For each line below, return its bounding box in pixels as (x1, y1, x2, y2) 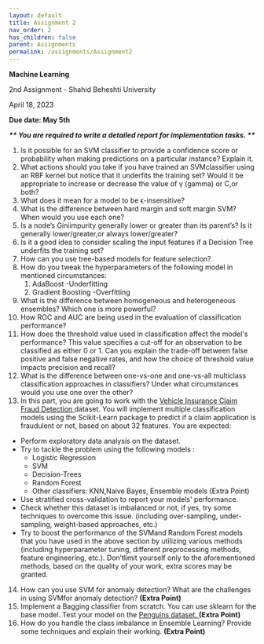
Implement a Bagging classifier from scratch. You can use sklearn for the (20, 602, 257, 611)
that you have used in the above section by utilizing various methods (20, 536, 243, 546)
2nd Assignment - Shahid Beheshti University (9, 85, 156, 94)
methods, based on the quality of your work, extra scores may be (20, 562, 233, 570)
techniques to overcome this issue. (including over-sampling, (20, 511, 218, 521)
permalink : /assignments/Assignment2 (9, 48, 133, 56)
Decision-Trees (31, 470, 82, 479)
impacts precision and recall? (20, 363, 116, 371)
